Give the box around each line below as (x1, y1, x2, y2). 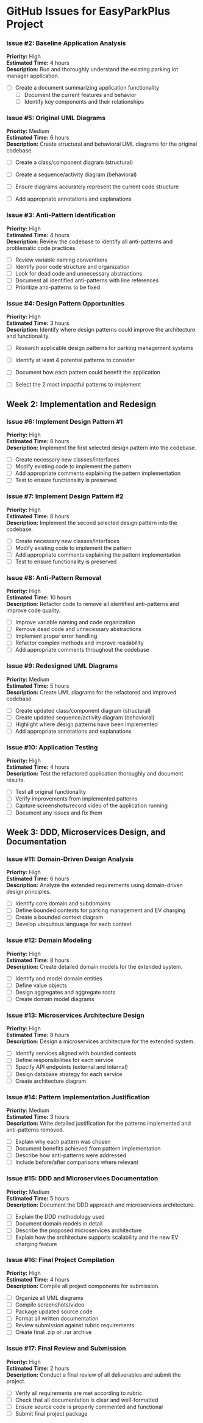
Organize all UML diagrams (15, 1294, 84, 1302)
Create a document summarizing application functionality (15, 84, 160, 91)
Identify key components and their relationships (24, 98, 144, 105)
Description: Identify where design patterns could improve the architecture (6, 326, 196, 333)
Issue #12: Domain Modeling (6, 936, 92, 944)
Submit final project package (15, 1410, 88, 1417)
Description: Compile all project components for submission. (6, 1282, 160, 1290)
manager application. (6, 72, 60, 80)
